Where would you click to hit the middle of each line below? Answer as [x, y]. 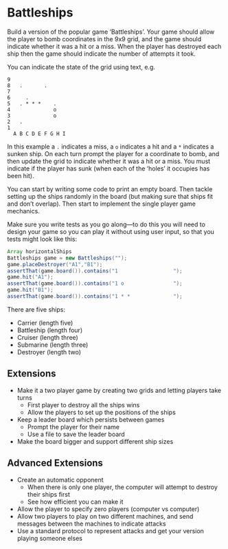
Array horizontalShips [39, 251]
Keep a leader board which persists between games [91, 419]
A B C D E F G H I [40, 133]
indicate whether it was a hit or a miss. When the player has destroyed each [114, 46]
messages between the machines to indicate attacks [91, 524]
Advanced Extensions [55, 463]
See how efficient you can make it [75, 502]
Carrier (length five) [45, 323]
